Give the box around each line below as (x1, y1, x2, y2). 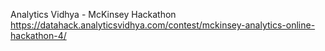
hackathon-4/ (10, 30, 67, 41)
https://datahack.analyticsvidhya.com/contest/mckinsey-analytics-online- (10, 19, 316, 31)
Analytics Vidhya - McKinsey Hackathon (10, 9, 177, 20)
